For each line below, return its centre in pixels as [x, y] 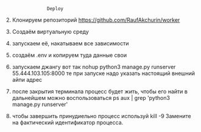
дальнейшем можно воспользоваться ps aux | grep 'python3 [91, 98]
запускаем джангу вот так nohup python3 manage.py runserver [94, 67]
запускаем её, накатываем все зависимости [70, 43]
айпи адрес [27, 80]
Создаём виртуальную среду [51, 31]
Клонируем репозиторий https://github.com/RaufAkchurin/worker [96, 20]
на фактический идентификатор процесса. [68, 122]
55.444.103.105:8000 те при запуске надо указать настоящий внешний [104, 73]
